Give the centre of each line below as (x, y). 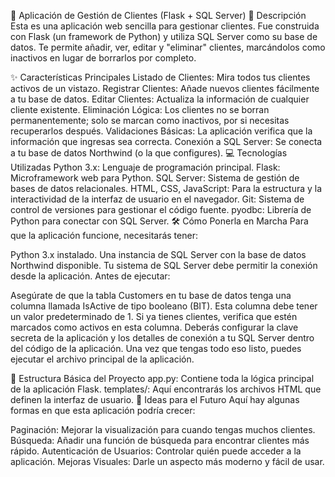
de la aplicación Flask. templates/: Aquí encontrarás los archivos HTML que (166, 389)
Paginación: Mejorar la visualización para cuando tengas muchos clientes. (163, 429)
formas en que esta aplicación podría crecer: (103, 410)
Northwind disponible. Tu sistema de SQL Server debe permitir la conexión (164, 265)
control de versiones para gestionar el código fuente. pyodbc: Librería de (161, 209)
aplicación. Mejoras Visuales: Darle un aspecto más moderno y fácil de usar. (167, 461)
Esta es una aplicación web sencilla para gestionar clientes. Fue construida (165, 26)
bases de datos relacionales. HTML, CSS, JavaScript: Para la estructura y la (166, 188)
